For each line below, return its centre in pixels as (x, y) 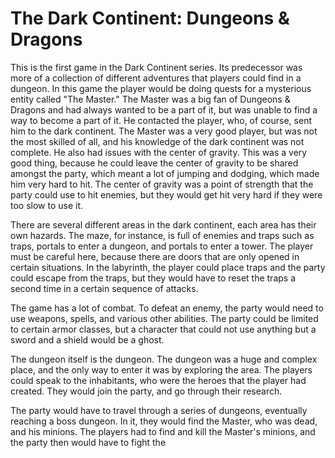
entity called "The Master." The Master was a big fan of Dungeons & (150, 99)
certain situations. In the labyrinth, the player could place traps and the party (168, 267)
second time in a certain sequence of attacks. (104, 288)
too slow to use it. (47, 205)
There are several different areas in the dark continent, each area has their (163, 224)
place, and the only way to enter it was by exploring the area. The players (161, 369)
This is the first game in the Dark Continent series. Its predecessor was (156, 67)
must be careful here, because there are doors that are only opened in (155, 256)
